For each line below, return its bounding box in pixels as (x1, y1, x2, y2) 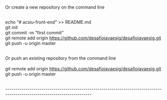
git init (5, 24, 18, 30)
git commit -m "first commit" (5, 30, 64, 35)
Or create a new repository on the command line (5, 4, 105, 10)
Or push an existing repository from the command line (5, 55, 116, 61)
